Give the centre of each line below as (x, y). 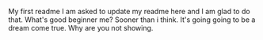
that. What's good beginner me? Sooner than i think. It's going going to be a (132, 20)
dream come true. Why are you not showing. (81, 28)
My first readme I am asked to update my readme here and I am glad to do (130, 11)
